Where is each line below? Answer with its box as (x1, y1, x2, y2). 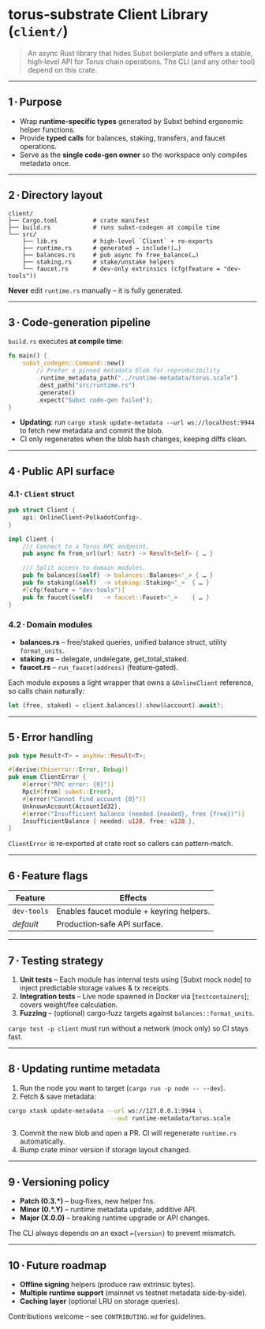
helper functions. (19, 125, 76, 134)
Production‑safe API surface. (56, 919, 163, 930)
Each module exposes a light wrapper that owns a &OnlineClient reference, (8, 677, 254, 687)
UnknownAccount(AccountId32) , (22, 803, 122, 811)
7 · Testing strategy (8, 953, 104, 968)
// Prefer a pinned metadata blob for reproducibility (36, 367, 221, 375)
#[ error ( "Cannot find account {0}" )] (22, 795, 147, 803)
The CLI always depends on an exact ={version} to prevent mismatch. (8, 1229, 237, 1238)
